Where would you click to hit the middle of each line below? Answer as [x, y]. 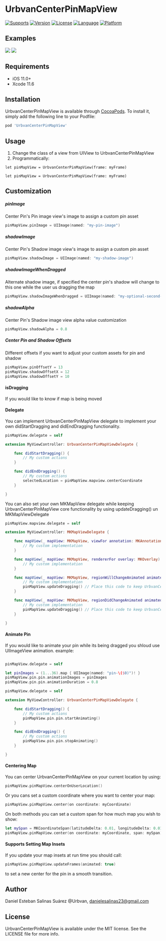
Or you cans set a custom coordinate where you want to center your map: [80, 795]
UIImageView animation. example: [40, 650]
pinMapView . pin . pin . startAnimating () [62, 718]
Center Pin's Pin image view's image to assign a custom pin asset [72, 216]
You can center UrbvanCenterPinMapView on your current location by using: [83, 776]
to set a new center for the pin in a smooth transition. [59, 874]
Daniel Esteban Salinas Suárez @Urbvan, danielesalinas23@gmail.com [77, 901]
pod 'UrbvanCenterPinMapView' [36, 126]
